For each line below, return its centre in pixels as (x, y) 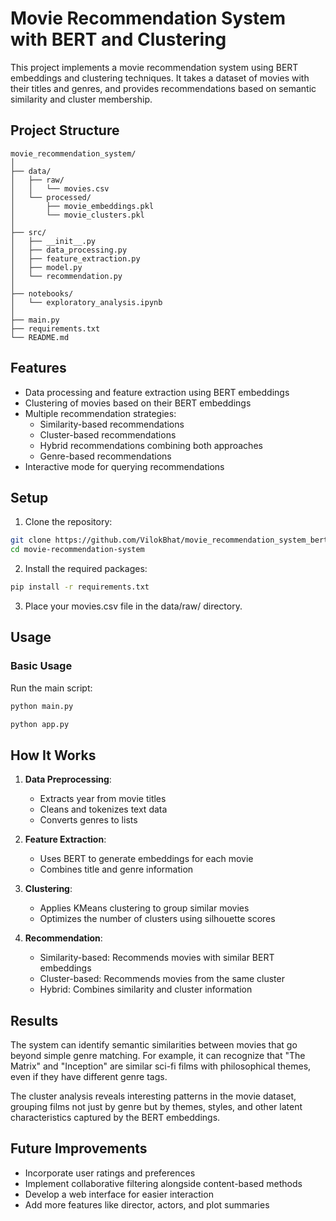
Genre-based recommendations (105, 456)
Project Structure (65, 130)
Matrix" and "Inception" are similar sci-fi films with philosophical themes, (161, 1066)
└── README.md (40, 337)
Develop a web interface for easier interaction (119, 1194)
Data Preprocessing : (68, 779)
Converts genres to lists (88, 820)
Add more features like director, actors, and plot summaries (147, 1204)
